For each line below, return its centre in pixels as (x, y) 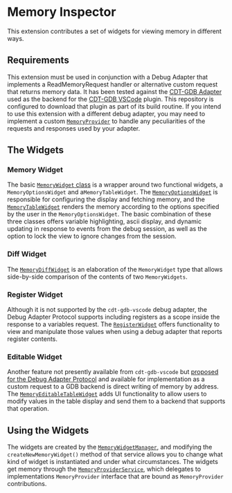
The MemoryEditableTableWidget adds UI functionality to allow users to (107, 394)
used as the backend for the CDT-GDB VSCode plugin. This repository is (111, 99)
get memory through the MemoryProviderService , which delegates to (104, 469)
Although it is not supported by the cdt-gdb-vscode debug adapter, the (107, 310)
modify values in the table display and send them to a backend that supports (116, 401)
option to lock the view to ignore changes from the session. (92, 236)
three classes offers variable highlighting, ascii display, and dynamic (105, 221)
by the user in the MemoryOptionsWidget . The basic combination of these (109, 214)
